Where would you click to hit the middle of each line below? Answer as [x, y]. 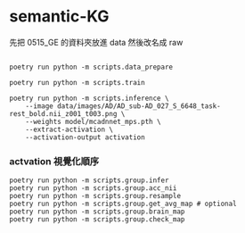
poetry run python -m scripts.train [77, 82]
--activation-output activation [85, 137]
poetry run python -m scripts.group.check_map [97, 220]
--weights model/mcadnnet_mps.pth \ [94, 121]
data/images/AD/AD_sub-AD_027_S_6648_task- [139, 106]
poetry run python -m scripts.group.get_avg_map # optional [123, 204]
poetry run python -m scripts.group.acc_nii [93, 188]
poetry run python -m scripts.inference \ [89, 98]
